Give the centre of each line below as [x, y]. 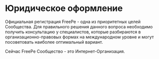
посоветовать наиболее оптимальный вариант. [54, 42]
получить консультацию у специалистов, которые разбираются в [73, 32]
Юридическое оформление [64, 8]
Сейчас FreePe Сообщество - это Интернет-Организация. [65, 51]
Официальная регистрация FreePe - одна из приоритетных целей [73, 22]
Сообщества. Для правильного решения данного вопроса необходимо [79, 26]
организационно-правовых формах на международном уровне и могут [79, 37]
